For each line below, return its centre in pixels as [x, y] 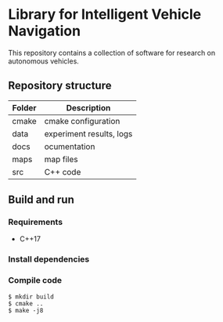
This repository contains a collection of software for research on [112, 52]
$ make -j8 [26, 310]
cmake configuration [82, 121]
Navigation [44, 31]
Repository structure [60, 86]
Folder [24, 107]
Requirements [36, 223]
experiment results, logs [88, 133]
